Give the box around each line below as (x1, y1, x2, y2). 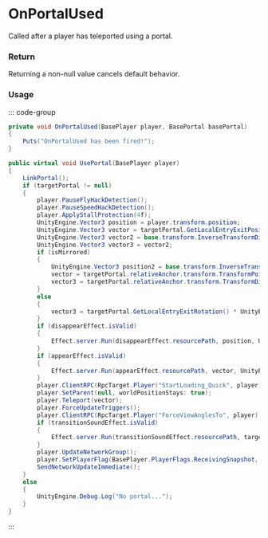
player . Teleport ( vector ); (37, 396, 124, 405)
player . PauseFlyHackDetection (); (37, 196, 148, 204)
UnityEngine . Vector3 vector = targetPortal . (37, 226, 187, 234)
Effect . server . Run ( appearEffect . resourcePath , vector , (50, 367, 238, 375)
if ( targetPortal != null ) (22, 181, 112, 190)
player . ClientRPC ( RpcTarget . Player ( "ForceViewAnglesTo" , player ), (37, 411, 262, 419)
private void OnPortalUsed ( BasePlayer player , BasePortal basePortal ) (8, 123, 248, 131)
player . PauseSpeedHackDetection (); (37, 204, 156, 212)
